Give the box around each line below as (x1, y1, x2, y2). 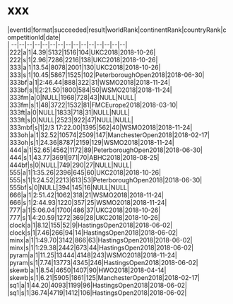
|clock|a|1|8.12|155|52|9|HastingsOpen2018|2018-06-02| (7, 221, 173, 229)
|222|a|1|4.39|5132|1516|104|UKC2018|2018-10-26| (7, 48, 156, 57)
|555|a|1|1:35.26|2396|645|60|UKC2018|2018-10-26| (7, 168, 161, 177)
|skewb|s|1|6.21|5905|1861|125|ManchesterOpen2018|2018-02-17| (7, 273, 200, 281)
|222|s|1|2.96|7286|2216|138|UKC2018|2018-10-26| (7, 55, 158, 64)
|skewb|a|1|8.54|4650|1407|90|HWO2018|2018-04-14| (7, 266, 167, 274)
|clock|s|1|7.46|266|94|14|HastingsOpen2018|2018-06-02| (7, 228, 179, 237)
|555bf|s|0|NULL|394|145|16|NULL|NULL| (7, 183, 129, 192)
